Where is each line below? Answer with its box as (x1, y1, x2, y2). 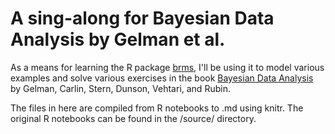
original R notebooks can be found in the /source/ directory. (10, 112, 257, 124)
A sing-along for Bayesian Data (10, 7, 275, 30)
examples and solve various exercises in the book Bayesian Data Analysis (10, 72, 314, 84)
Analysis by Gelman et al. (10, 28, 226, 51)
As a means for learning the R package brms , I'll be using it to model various (10, 61, 325, 73)
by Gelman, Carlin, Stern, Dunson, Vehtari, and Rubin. (10, 82, 231, 94)
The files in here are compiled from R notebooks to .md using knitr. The (10, 102, 304, 114)
